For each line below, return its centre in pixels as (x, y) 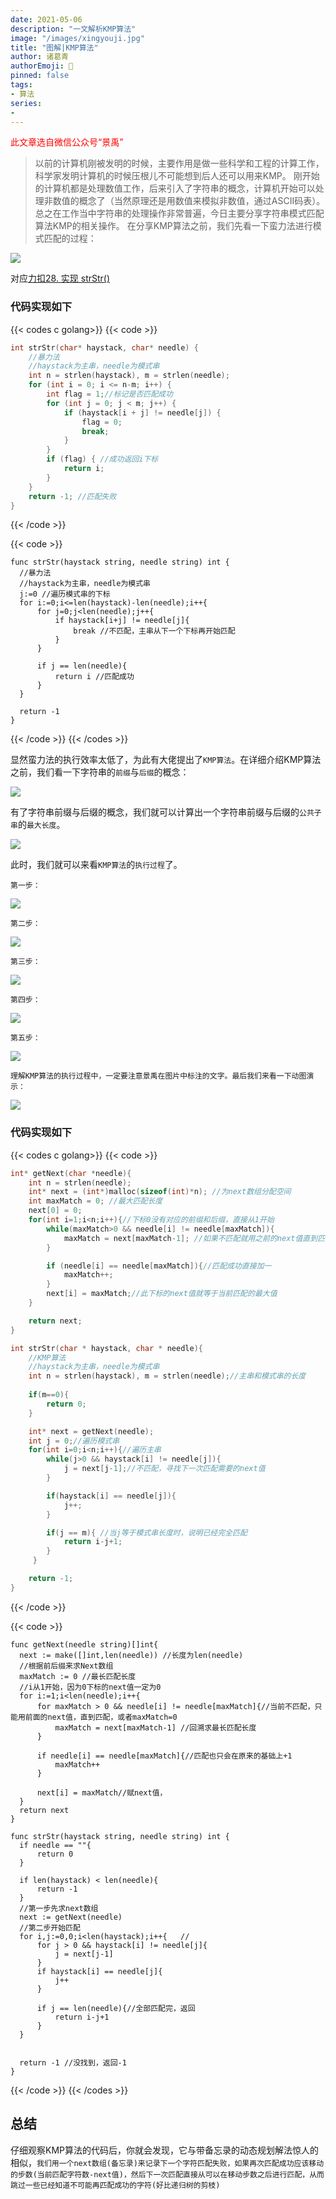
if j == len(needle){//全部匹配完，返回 (116, 2008)
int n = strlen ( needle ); (80, 1182)
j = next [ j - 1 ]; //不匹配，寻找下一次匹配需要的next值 (164, 1469)
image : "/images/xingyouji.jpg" (77, 38)
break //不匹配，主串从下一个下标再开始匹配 (154, 631)
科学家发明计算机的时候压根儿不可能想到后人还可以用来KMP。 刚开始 (177, 176)
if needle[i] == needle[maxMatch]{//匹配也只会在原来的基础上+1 (164, 1756)
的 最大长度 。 (41, 825)
